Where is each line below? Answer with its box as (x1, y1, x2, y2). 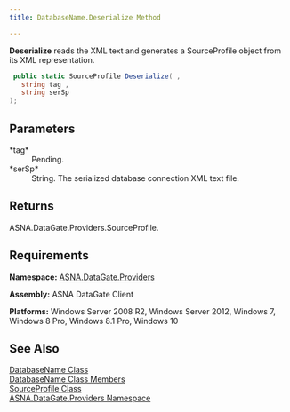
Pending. (31, 154, 65, 164)
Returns (9, 199, 55, 214)
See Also (9, 341, 60, 356)
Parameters (9, 121, 76, 136)
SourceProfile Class (9, 384, 82, 394)
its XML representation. (9, 54, 95, 65)
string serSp (20, 88, 69, 98)
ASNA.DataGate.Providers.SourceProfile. (9, 222, 159, 233)
